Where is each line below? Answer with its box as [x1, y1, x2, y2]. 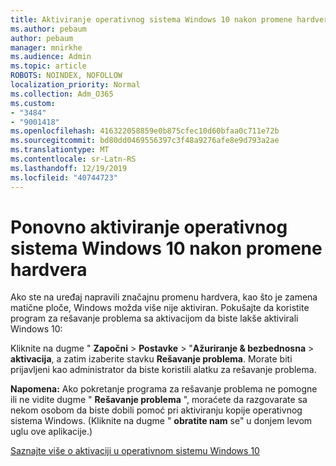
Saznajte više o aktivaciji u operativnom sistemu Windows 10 [10, 445, 260, 457]
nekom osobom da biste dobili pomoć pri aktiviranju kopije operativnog [10, 404, 303, 416]
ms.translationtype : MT [10, 145, 110, 155]
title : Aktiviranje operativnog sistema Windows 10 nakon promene [10, 14, 293, 25]
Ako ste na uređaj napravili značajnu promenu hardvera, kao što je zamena [10, 291, 318, 303]
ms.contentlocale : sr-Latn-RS [10, 154, 137, 164]
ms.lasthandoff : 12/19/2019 [10, 163, 128, 173]
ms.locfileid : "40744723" [10, 172, 118, 183]
